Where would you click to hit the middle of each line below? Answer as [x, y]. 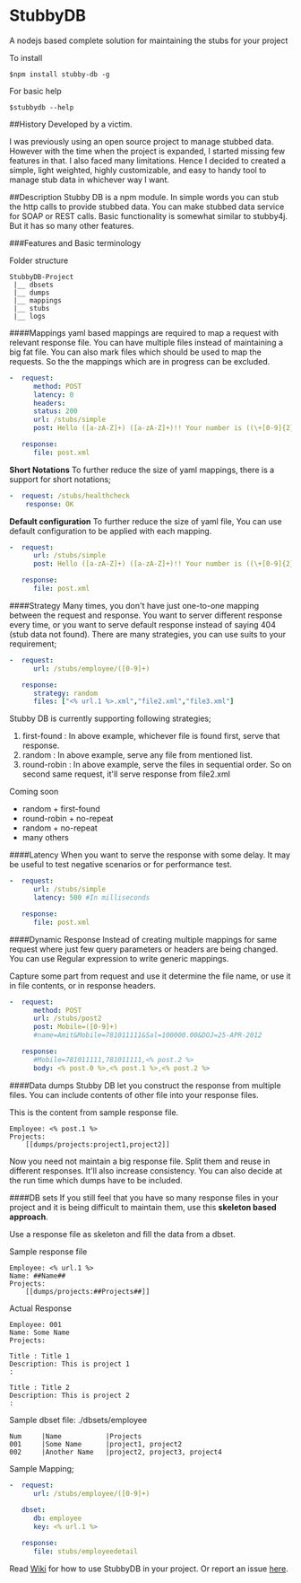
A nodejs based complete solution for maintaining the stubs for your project [149, 40]
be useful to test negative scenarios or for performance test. [121, 865]
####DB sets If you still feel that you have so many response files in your [144, 1197]
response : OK [50, 504]
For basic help [36, 91]
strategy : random [65, 693]
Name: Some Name [39, 1332]
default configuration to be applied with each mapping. [111, 531]
